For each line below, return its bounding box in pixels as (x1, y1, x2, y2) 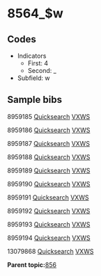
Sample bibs (7, 94, 63, 106)
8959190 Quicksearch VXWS (7, 179, 91, 188)
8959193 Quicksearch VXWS (7, 220, 91, 228)
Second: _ (27, 67, 57, 74)
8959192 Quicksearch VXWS (7, 206, 91, 215)
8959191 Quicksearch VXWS (7, 193, 89, 202)
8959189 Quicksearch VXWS (7, 166, 91, 174)
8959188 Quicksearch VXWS (7, 152, 91, 161)
